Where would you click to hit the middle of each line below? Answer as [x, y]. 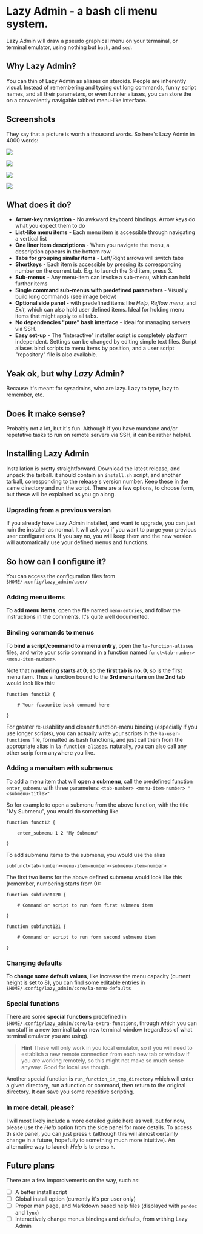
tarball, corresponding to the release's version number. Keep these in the [98, 481]
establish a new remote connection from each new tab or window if [105, 1054]
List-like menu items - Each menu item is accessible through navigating [105, 232]
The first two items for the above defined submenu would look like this [94, 877]
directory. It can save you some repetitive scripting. [70, 1092]
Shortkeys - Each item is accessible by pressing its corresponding [98, 264]
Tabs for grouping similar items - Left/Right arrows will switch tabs [99, 258]
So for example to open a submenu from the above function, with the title [98, 805]
